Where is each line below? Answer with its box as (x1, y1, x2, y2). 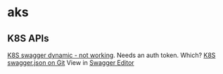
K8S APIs (7, 32, 49, 44)
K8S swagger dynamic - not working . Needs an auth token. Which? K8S (7, 51, 216, 59)
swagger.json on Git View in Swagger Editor (7, 58, 135, 67)
